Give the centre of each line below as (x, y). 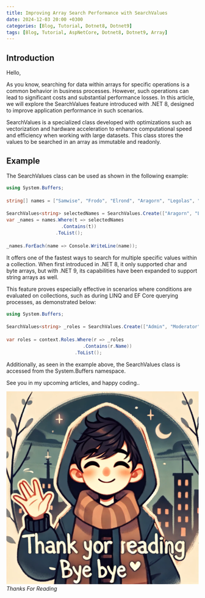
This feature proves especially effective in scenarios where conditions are (99, 289)
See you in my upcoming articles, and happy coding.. (73, 383)
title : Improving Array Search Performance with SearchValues (87, 13)
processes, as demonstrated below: (51, 302)
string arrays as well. (33, 277)
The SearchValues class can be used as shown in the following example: (98, 176)
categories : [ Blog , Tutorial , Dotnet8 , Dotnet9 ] (69, 26)
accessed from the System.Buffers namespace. (66, 371)
